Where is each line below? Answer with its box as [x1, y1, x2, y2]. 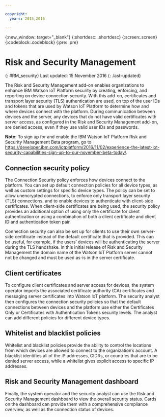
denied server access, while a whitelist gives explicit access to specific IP [5, 358, 154, 364]
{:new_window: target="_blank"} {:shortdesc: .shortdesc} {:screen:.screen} [5, 34, 158, 40]
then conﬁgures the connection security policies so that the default [5, 299, 141, 305]
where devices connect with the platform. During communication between [5, 109, 156, 114]
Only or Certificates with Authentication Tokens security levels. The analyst [5, 309, 157, 316]
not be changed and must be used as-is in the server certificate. [5, 255, 136, 261]
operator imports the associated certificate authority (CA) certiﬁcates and [5, 288, 154, 294]
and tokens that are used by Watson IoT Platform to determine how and [5, 103, 149, 109]
